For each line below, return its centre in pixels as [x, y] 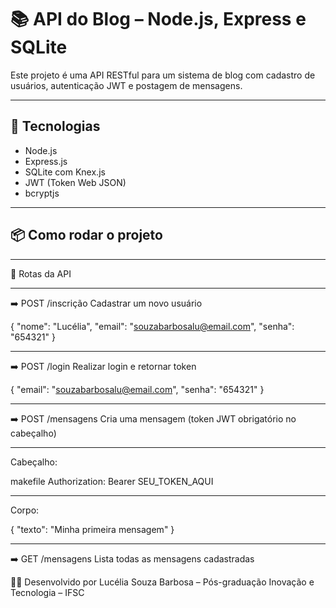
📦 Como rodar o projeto [86, 235]
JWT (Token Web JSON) [75, 182]
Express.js [46, 161]
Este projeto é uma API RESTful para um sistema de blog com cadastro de [163, 75]
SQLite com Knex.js [65, 172]
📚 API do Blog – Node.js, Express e [158, 19]
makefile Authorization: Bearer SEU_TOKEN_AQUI [112, 481]
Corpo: [25, 510]
